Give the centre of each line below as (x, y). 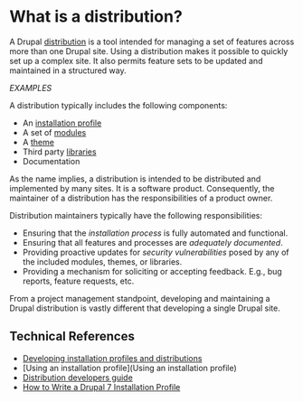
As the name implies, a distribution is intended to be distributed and (135, 179)
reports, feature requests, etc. (78, 281)
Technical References (72, 336)
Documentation (51, 161)
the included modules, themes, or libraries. (102, 261)
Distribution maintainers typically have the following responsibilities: (136, 215)
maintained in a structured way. (68, 70)
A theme (38, 142)
